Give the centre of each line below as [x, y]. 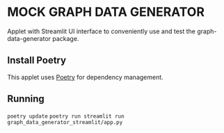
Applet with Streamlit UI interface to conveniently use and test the [102, 31]
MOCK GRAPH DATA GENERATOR [106, 12]
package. [65, 38]
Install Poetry [37, 61]
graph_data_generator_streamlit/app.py [65, 122]
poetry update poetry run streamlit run [66, 116]
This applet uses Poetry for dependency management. [85, 77]
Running [26, 99]
